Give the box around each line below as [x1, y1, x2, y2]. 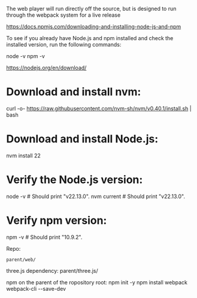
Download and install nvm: [6, 85, 141, 99]
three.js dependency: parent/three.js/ [6, 267, 99, 274]
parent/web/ [6, 257, 36, 263]
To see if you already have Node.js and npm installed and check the [6, 35, 174, 41]
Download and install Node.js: [6, 132, 159, 146]
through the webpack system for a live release [6, 11, 121, 19]
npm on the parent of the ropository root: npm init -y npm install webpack [6, 278, 187, 286]
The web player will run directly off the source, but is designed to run [6, 5, 177, 12]
